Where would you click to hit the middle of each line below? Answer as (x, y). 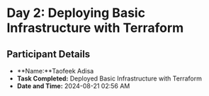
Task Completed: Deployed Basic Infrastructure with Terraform (109, 78)
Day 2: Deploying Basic (76, 13)
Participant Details (49, 54)
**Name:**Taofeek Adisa (55, 71)
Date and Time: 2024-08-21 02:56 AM (73, 86)
